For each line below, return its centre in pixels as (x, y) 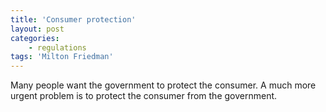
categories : (35, 38)
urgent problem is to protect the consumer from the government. (144, 96)
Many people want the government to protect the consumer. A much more (163, 85)
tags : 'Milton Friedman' (62, 57)
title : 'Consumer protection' (73, 19)
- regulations (57, 47)
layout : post (37, 29)
